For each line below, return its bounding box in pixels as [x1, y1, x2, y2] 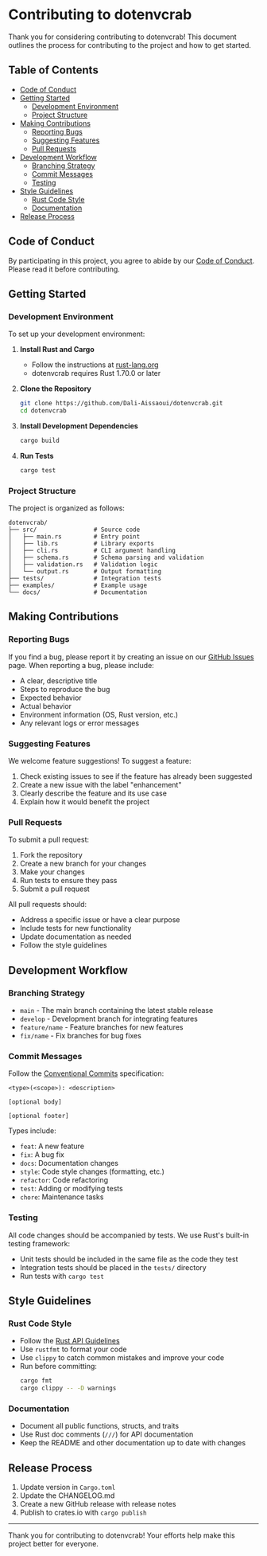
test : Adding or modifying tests [19, 1184, 123, 1194]
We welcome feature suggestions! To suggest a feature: [8, 756, 192, 766]
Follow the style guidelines [19, 940, 107, 950]
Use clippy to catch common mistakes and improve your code [19, 1353, 225, 1362]
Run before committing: [19, 1362, 98, 1371]
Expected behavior [19, 693, 82, 702]
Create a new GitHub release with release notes [19, 1499, 176, 1509]
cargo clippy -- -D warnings [19, 1384, 117, 1393]
